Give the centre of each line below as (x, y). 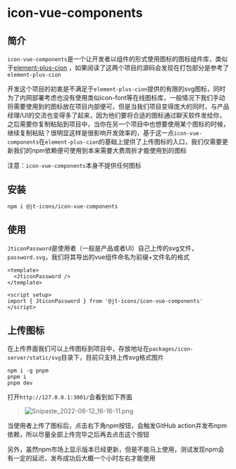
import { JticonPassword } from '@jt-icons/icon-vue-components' (105, 301)
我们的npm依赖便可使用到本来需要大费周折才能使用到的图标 (100, 150)
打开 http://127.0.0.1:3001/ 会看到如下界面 (70, 397)
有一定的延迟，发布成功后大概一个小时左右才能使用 (81, 458)
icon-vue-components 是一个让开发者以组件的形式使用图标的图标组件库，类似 (118, 59)
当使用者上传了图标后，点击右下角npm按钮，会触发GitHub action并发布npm (117, 426)
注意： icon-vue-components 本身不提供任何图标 (75, 165)
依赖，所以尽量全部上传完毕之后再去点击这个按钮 (78, 434)
